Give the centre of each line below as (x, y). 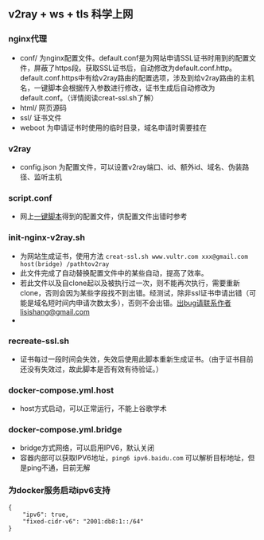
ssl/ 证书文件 (41, 117)
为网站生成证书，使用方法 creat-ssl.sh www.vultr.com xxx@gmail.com (134, 256)
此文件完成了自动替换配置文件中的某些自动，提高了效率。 (114, 272)
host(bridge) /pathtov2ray (64, 264)
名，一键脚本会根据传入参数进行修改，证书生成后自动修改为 (117, 88)
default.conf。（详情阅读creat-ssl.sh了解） (89, 97)
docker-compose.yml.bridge (65, 430)
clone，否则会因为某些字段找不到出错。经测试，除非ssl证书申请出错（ (134, 292)
